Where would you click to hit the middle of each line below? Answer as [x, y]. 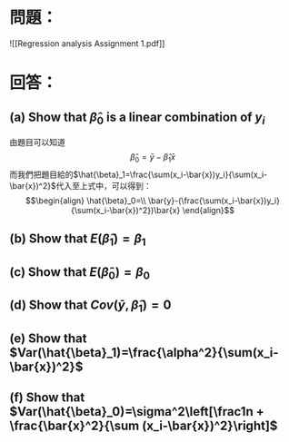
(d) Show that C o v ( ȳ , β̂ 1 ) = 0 [90, 306]
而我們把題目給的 [41, 174]
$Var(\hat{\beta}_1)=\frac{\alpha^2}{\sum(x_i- [144, 353]
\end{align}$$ [208, 210]
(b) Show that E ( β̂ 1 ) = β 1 [78, 240]
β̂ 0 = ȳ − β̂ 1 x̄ [153, 158]
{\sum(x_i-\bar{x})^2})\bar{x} [126, 210]
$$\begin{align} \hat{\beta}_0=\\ [86, 201]
